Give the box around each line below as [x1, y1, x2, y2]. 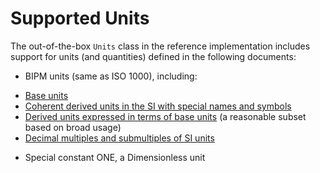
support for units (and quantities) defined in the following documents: [10, 50, 297, 62]
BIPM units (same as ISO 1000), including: [24, 70, 198, 82]
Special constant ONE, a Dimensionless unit [24, 151, 206, 163]
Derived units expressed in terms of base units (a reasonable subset [24, 110, 307, 122]
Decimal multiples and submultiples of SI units [24, 132, 215, 144]
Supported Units [10, 7, 150, 30]
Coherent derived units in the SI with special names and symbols [24, 100, 292, 112]
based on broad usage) [24, 121, 122, 133]
